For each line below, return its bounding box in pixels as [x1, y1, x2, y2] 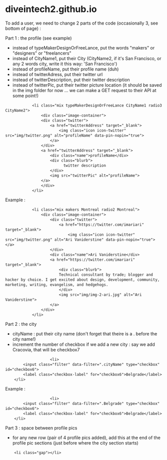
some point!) [12, 93, 39, 99]
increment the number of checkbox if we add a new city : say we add [12, 341, 155, 347]
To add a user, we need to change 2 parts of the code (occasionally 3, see [5, 20, 158, 26]
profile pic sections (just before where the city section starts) [12, 439, 138, 446]
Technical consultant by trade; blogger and [58, 272, 153, 277]
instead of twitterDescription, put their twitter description [12, 77, 130, 83]
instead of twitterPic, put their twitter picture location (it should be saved [12, 82, 162, 88]
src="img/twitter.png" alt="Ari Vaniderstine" [5, 237, 104, 242]
